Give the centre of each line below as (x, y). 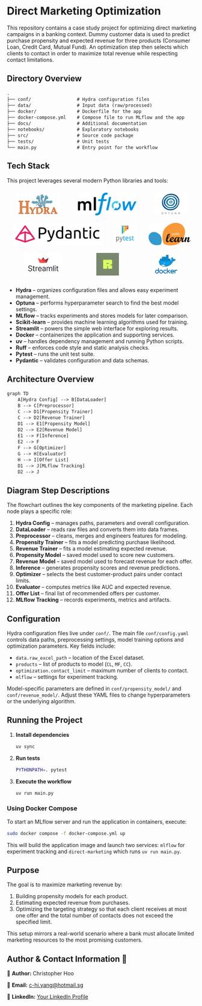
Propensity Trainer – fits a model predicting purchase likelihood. (96, 542)
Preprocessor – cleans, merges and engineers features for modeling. (101, 536)
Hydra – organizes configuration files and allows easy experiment (97, 290)
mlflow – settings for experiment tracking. (67, 677)
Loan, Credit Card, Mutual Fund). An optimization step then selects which (97, 47)
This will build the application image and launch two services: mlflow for (96, 845)
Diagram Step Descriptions (58, 490)
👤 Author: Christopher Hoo (41, 973)
